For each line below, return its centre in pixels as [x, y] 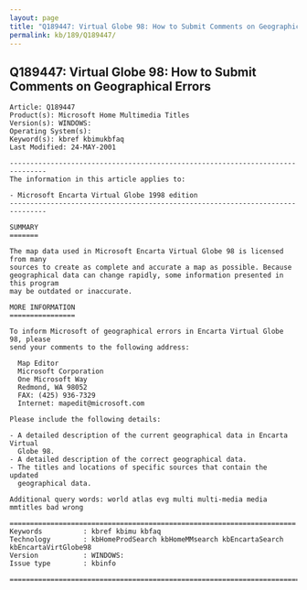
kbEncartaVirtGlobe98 [51, 548]
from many [28, 260]
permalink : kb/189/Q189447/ [63, 35]
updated [24, 476]
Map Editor [38, 364]
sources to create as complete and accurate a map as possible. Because [151, 268]
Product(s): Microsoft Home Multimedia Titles [100, 115]
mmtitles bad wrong [47, 508]
